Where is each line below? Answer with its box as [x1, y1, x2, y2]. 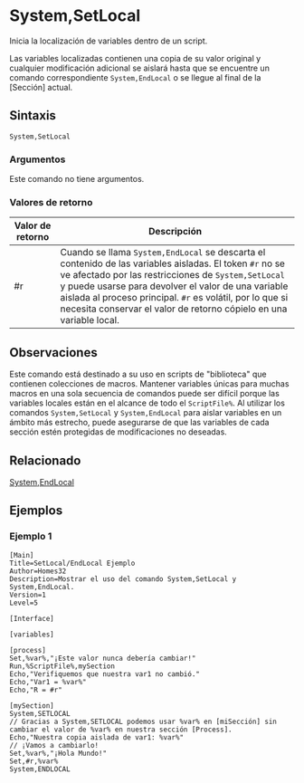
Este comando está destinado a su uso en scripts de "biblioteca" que [9, 368, 267, 380]
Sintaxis [9, 108, 57, 123]
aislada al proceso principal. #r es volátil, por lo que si [60, 291, 289, 304]
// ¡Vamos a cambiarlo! [9, 740, 100, 750]
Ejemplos [9, 503, 63, 519]
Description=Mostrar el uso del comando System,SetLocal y [9, 574, 237, 584]
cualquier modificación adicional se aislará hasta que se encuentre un [9, 62, 270, 73]
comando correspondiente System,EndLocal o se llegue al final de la [9, 72, 261, 82]
